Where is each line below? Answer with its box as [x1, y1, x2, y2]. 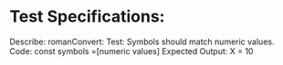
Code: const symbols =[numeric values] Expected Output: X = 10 [9, 45, 254, 56]
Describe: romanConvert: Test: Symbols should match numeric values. [9, 36, 275, 47]
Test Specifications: [9, 6, 165, 27]
